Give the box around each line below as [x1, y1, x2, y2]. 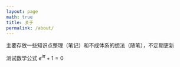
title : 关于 [6, 19, 34, 25]
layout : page [6, 8, 38, 15]
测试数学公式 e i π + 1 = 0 [6, 53, 64, 62]
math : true [6, 14, 33, 20]
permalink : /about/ [6, 25, 54, 31]
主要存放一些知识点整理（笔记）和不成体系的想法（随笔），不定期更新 [6, 42, 174, 49]
